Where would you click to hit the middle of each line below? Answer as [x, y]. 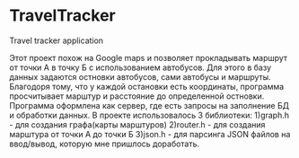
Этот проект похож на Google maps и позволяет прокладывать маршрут [149, 57]
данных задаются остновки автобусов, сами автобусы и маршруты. [140, 76]
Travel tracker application [57, 40]
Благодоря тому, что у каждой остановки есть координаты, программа [147, 86]
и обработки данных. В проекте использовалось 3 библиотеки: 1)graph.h [149, 115]
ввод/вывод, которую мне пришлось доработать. [105, 144]
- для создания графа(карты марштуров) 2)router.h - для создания [137, 124]
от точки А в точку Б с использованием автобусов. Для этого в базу [141, 67]
